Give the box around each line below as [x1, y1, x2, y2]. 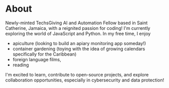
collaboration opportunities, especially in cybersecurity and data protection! [5, 77, 164, 83]
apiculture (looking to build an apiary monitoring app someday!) [12, 40, 146, 46]
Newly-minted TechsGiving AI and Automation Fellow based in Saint [5, 20, 148, 26]
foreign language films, [12, 56, 61, 62]
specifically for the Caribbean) [12, 51, 77, 57]
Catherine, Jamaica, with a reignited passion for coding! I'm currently [5, 25, 151, 31]
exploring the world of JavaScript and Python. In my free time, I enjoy [5, 30, 151, 36]
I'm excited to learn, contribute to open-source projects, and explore [5, 71, 149, 77]
